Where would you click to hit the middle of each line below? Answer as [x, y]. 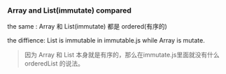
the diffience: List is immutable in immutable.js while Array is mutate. [106, 40]
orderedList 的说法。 [54, 64]
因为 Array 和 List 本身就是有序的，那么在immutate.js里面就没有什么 [122, 55]
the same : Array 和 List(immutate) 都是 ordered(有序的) [87, 27]
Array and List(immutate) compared [69, 10]
